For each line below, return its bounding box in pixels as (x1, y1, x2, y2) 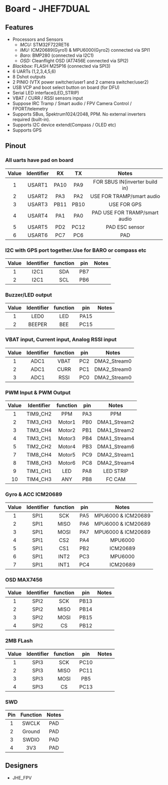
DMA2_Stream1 (97, 451, 134, 458)
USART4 (27, 212, 48, 219)
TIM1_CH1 (26, 467, 52, 474)
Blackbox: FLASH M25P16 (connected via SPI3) (12, 63, 111, 69)
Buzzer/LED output (5, 291, 52, 298)
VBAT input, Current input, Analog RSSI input (5, 336, 116, 343)
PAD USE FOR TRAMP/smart (91, 209, 159, 216)
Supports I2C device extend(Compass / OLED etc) (12, 122, 116, 128)
